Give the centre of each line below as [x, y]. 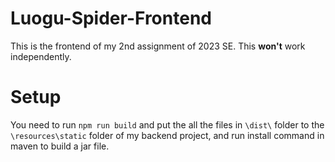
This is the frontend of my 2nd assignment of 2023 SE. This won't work [158, 46]
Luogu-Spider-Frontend [111, 18]
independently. [41, 56]
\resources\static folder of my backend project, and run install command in [167, 135]
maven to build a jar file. [60, 146]
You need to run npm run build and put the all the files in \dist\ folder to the [167, 124]
